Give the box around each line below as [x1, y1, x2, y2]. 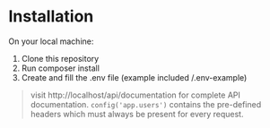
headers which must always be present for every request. [30, 108, 244, 119]
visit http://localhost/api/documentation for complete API [30, 90, 241, 100]
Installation [8, 6, 94, 27]
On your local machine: [8, 36, 94, 47]
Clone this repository [21, 53, 100, 64]
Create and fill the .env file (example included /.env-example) [21, 72, 248, 82]
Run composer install [21, 63, 100, 73]
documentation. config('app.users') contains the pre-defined [30, 98, 262, 109]
